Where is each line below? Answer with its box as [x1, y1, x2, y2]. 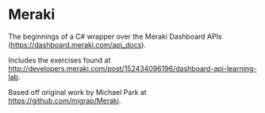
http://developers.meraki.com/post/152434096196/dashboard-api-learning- [8, 63, 257, 73]
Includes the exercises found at [8, 55, 111, 65]
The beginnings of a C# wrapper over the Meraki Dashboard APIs [8, 32, 222, 41]
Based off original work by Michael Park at [8, 87, 147, 96]
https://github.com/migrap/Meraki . [8, 96, 121, 105]
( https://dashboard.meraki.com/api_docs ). [8, 40, 147, 49]
